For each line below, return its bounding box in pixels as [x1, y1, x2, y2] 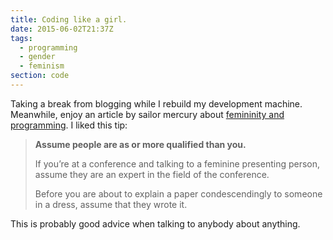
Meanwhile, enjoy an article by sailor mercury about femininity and [10, 108, 285, 120]
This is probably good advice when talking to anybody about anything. [10, 217, 301, 230]
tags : [10, 33, 33, 43]
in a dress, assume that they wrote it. [34, 198, 188, 210]
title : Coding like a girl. [10, 14, 128, 25]
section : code [10, 71, 70, 81]
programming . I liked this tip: [10, 119, 128, 131]
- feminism [19, 61, 65, 71]
